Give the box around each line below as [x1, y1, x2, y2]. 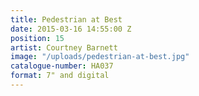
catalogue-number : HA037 [10, 61, 114, 71]
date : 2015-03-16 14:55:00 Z [10, 24, 132, 34]
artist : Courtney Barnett [10, 42, 118, 53]
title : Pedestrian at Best [10, 14, 123, 25]
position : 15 [10, 33, 65, 43]
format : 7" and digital [10, 71, 110, 81]
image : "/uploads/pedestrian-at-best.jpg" [10, 52, 190, 62]
